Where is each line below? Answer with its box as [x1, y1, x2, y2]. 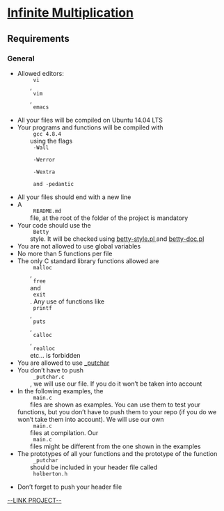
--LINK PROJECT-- [7, 496, 62, 504]
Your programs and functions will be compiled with [17, 123, 163, 132]
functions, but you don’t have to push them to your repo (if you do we [17, 407, 217, 416]
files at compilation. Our [30, 428, 99, 437]
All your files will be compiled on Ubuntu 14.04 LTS [17, 116, 163, 124]
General [7, 54, 35, 63]
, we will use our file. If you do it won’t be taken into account [30, 379, 202, 388]
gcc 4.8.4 [33, 130, 62, 137]
